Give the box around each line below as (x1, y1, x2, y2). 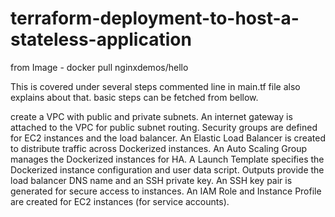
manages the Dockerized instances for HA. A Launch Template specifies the (10, 153, 325, 165)
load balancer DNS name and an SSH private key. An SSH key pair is (10, 174, 293, 186)
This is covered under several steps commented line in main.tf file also (10, 80, 301, 92)
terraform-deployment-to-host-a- (10, 7, 300, 30)
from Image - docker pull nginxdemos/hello (10, 61, 189, 73)
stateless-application (10, 28, 192, 51)
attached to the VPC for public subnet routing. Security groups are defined (10, 121, 318, 133)
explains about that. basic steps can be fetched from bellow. (10, 91, 259, 103)
